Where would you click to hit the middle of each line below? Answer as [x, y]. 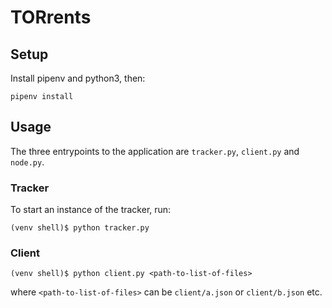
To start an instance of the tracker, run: [91, 210]
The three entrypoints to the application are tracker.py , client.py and [155, 151]
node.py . [27, 162]
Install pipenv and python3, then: [78, 78]
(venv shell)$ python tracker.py [80, 228]
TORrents [51, 17]
